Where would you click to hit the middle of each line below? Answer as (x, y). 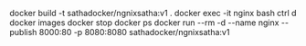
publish (23, 32)
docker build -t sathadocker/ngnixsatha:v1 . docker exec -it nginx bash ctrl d (153, 13)
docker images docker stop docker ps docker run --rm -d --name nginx (144, 23)
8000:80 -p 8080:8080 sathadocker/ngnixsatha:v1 (134, 32)
